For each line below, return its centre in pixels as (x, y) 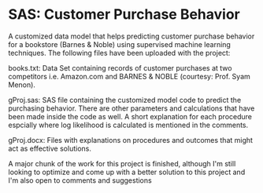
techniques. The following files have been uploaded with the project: (119, 53)
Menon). (22, 85)
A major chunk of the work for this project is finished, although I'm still (122, 163)
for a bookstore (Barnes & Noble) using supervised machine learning (119, 44)
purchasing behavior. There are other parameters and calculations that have (131, 108)
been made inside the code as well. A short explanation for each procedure (130, 116)
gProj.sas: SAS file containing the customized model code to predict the (125, 100)
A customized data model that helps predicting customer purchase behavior (131, 36)
